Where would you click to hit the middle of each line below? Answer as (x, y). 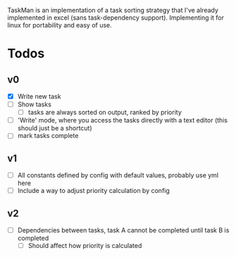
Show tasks (34, 104)
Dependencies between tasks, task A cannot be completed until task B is (123, 230)
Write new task (39, 96)
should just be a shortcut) (55, 128)
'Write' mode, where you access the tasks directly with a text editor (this (122, 120)
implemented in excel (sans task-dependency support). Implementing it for (116, 18)
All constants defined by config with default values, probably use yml (118, 175)
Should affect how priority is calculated (85, 246)
